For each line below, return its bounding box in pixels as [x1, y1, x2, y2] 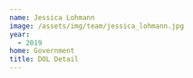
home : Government [9, 47, 75, 56]
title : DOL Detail [9, 55, 79, 64]
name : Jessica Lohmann [9, 13, 95, 22]
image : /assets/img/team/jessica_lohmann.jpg [9, 22, 184, 30]
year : [9, 30, 30, 39]
